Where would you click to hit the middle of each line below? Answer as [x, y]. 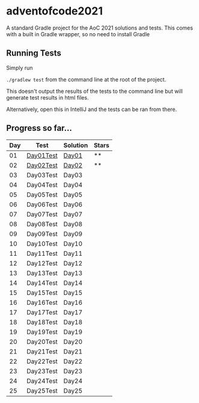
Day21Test [42, 351]
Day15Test [42, 293]
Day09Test [42, 233]
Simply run [20, 68]
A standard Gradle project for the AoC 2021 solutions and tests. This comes [100, 28]
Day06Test [42, 205]
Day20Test [42, 341]
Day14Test [42, 283]
